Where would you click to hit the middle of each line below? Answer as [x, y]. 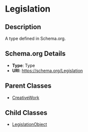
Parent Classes [28, 86]
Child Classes [26, 113]
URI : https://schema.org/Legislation [47, 70]
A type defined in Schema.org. [36, 38]
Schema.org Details [36, 54]
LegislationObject [29, 124]
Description [23, 27]
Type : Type [23, 65]
